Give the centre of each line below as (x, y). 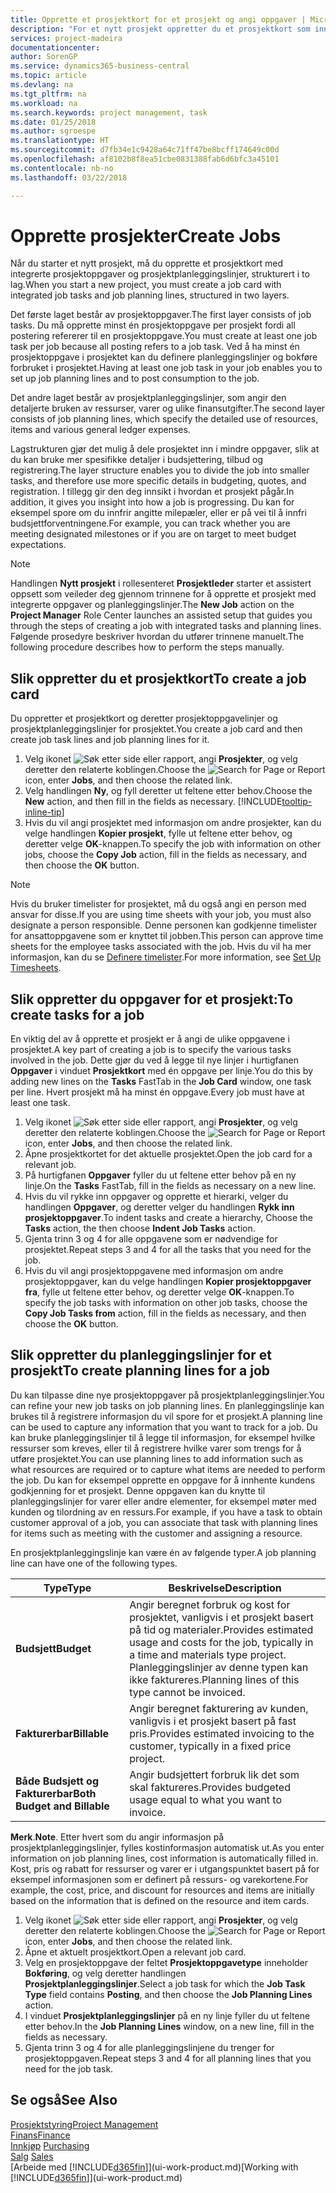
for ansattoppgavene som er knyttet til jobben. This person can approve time (167, 936)
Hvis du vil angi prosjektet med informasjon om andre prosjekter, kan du (173, 823)
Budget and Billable (62, 1806)
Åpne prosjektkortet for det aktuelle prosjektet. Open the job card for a (168, 1154)
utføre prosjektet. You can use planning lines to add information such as (157, 1458)
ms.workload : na (44, 103)
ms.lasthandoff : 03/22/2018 (69, 177)
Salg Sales (32, 2156)
